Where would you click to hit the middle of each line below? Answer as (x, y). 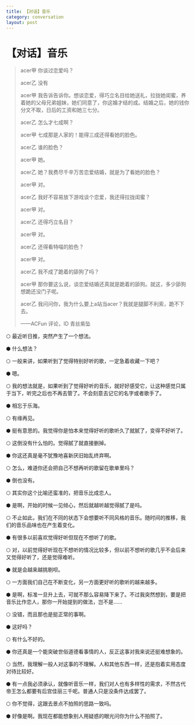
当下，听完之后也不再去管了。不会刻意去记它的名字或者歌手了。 (88, 394)
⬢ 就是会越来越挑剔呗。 (35, 570)
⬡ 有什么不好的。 (27, 639)
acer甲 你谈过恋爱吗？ (47, 70)
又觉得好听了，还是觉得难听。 (42, 558)
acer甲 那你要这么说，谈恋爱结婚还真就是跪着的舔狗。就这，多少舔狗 (103, 284)
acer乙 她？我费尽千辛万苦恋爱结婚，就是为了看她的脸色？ (90, 172)
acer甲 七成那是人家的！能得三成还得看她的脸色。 (80, 135)
